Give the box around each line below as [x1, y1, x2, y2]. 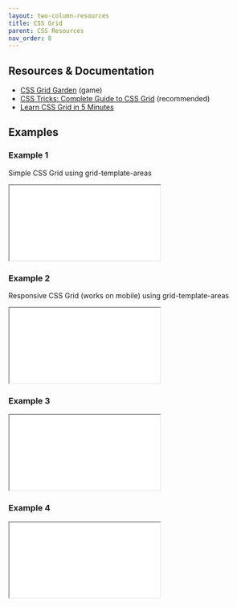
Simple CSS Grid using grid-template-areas [8, 168, 153, 178]
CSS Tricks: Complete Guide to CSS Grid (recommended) [19, 94, 210, 104]
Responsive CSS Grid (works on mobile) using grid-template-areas [8, 291, 230, 301]
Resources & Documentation [8, 64, 155, 77]
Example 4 [8, 502, 51, 514]
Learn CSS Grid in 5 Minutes [19, 102, 114, 113]
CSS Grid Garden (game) [19, 85, 103, 95]
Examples [8, 125, 59, 139]
